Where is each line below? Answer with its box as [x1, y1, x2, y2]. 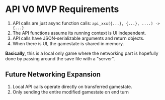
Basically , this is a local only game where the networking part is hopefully [5, 50, 158, 56]
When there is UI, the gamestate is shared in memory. [12, 40, 124, 46]
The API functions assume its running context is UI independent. [12, 30, 146, 36]
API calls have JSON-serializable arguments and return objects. [12, 35, 145, 41]
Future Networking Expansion [5, 70, 101, 79]
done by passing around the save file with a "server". [5, 55, 115, 61]
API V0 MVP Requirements [5, 4, 119, 15]
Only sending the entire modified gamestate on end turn [12, 89, 129, 95]
